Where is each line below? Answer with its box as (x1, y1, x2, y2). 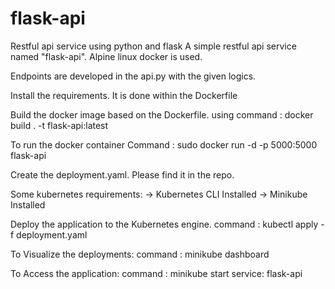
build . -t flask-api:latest (10, 119, 109, 131)
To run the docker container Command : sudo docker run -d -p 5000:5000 (10, 138, 318, 151)
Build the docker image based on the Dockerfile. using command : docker (10, 108, 314, 121)
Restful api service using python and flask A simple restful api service (10, 40, 297, 52)
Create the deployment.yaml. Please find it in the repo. (10, 168, 235, 181)
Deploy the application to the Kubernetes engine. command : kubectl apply (10, 218, 319, 230)
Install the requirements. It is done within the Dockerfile (10, 89, 238, 101)
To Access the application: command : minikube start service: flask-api (10, 267, 303, 279)
